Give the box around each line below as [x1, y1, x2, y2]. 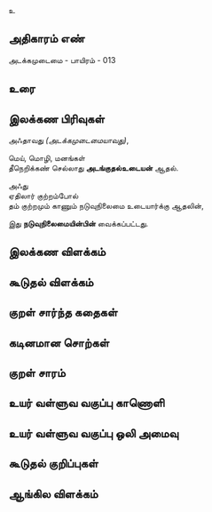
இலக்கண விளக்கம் [8, 244, 106, 260]
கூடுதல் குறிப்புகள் [8, 456, 98, 471]
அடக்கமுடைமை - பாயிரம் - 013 [8, 54, 116, 65]
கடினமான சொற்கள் [8, 335, 110, 350]
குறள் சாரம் [8, 365, 66, 380]
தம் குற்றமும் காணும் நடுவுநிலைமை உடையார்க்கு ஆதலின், [8, 201, 205, 212]
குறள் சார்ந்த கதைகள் [8, 305, 118, 320]
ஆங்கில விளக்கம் [8, 486, 98, 501]
